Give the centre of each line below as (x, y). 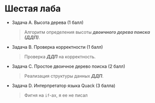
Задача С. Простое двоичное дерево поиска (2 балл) (68, 66)
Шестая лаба (33, 9)
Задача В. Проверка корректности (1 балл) (57, 47)
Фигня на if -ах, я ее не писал (56, 95)
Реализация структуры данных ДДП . (64, 76)
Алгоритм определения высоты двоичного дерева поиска (87, 32)
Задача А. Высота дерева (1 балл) (48, 22)
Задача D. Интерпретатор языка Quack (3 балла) (64, 86)
